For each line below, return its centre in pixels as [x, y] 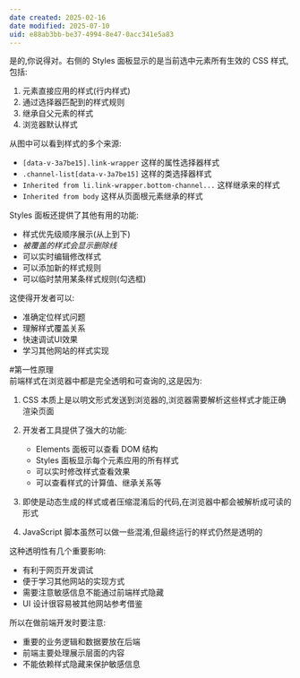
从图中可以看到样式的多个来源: [66, 143]
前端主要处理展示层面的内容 [73, 653]
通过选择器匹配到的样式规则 [73, 102]
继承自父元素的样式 [58, 114]
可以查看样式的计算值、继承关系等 [99, 483]
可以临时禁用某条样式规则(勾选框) [84, 279]
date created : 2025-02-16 [57, 17]
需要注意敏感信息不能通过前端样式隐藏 [93, 593]
